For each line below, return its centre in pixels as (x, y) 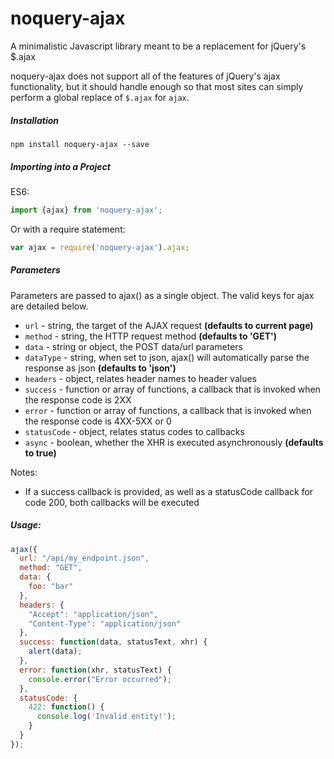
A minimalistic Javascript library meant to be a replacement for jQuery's (158, 46)
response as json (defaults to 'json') (100, 368)
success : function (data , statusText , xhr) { (113, 642)
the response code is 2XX (78, 399)
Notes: (24, 472)
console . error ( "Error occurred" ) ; (100, 679)
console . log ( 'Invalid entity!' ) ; (106, 717)
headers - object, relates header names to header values (140, 378)
